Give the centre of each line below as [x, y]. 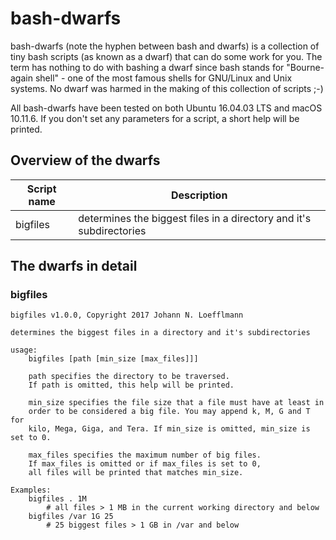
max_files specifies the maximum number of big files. [145, 455]
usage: [24, 350]
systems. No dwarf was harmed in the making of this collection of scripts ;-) [167, 88]
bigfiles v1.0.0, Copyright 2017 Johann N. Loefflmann [127, 315]
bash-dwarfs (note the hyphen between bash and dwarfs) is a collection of [165, 46]
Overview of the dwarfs [85, 160]
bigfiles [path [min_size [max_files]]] [113, 359]
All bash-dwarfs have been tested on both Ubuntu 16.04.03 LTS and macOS [166, 108]
